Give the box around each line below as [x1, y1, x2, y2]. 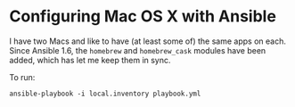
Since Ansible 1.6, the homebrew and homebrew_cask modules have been [9, 45, 266, 55]
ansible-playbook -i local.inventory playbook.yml [9, 89, 201, 98]
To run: [9, 71, 36, 82]
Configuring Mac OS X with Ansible [9, 6, 276, 27]
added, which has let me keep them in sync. [9, 54, 171, 65]
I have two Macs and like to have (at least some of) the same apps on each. [9, 36, 287, 46]
